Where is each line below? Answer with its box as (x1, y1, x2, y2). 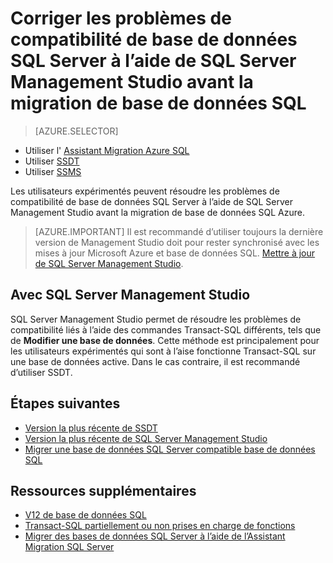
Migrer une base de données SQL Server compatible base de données (24, 443, 316, 455)
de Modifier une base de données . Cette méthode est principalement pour (10, 334, 320, 346)
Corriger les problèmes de (10, 7, 232, 30)
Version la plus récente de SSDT (24, 422, 158, 434)
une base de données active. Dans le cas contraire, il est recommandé (10, 355, 301, 367)
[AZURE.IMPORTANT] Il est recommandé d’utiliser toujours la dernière (34, 225, 324, 237)
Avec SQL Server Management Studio (10, 287, 251, 304)
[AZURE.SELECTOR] (34, 125, 119, 137)
